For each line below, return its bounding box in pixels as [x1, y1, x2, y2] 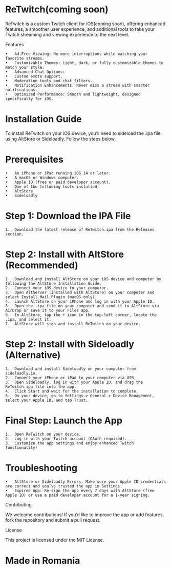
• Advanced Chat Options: [5, 69, 66, 74]
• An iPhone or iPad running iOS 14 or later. [5, 170, 111, 175]
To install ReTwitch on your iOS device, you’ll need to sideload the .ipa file [5, 130, 161, 136]
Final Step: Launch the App [5, 415, 123, 426]
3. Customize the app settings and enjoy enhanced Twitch [5, 440, 134, 446]
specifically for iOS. [5, 96, 54, 101]
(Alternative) [5, 349, 61, 361]
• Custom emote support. [5, 73, 63, 79]
